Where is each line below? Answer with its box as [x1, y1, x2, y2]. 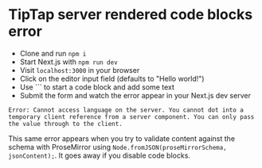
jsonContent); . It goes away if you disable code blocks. [8, 151, 191, 160]
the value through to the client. [8, 120, 123, 128]
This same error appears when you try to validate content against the [8, 133, 236, 143]
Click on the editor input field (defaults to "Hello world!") [19, 74, 205, 83]
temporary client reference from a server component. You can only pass [8, 113, 255, 120]
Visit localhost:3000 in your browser [19, 65, 140, 74]
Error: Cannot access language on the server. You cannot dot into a [8, 105, 244, 114]
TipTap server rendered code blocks [8, 6, 253, 24]
